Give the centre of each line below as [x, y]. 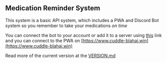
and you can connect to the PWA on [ [44, 40]
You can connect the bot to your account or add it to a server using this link [84, 35]
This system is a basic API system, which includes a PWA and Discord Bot [82, 20]
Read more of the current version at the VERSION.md [61, 55]
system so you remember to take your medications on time [66, 25]
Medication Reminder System [53, 8]
